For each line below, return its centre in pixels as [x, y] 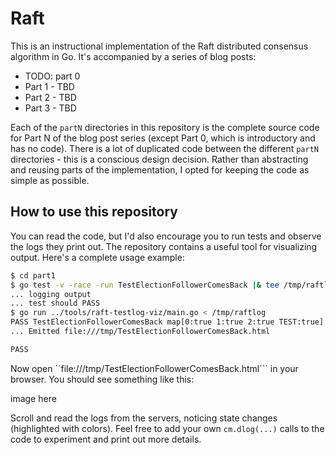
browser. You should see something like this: [102, 379]
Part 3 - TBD [50, 108]
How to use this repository [94, 212]
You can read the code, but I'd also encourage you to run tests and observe [166, 236]
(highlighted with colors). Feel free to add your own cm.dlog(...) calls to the [167, 428]
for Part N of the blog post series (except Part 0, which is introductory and [163, 138]
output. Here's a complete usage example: [97, 257]
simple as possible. [50, 180]
